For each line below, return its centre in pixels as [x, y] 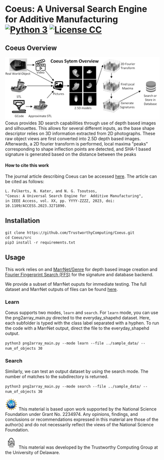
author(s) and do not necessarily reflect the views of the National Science [80, 424]
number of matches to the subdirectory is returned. [57, 377]
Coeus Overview [31, 48]
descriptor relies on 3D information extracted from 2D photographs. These [80, 133]
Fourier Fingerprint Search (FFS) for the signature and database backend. [79, 274]
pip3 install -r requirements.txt [40, 242]
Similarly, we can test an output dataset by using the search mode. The [77, 371]
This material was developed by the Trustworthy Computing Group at [88, 447]
